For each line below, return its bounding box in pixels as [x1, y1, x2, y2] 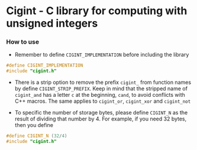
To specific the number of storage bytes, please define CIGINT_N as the [14, 109, 188, 116]
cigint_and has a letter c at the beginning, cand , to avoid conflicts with [14, 92, 185, 99]
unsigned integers [6, 17, 98, 30]
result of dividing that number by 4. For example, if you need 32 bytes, [14, 115, 187, 122]
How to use [6, 38, 40, 46]
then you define [14, 122, 53, 129]
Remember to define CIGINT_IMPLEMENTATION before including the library [14, 51, 189, 58]
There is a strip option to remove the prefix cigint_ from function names [14, 79, 191, 86]
